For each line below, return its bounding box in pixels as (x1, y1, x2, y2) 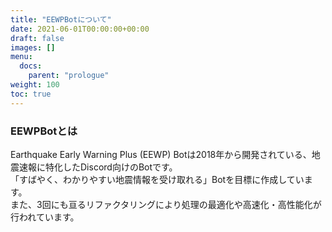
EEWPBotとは (10, 124, 78, 138)
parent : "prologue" (28, 71, 110, 81)
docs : (19, 61, 43, 71)
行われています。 (10, 211, 80, 223)
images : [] (10, 42, 56, 53)
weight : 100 (10, 80, 60, 90)
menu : (10, 52, 33, 62)
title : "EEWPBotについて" (10, 14, 112, 25)
